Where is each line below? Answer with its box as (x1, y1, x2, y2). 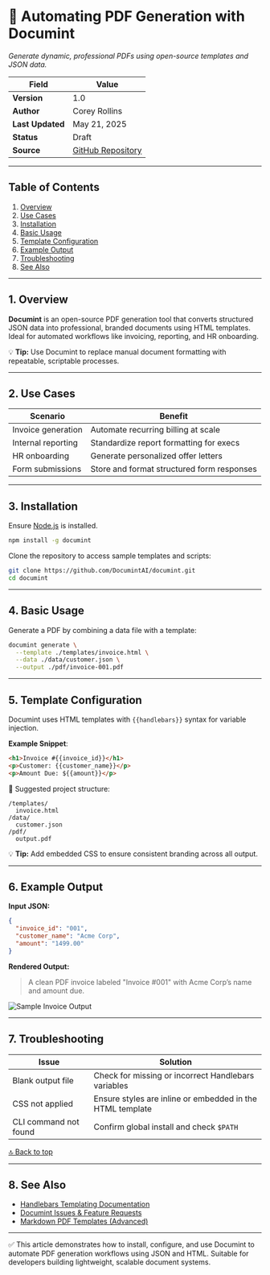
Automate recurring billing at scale (90, 424, 221, 436)
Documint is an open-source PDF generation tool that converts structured (8, 314, 254, 324)
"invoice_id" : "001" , (15, 925, 88, 933)
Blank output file (12, 1074, 74, 1086)
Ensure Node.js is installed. (8, 521, 98, 531)
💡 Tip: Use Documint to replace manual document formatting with (8, 346, 227, 357)
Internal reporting (12, 437, 79, 449)
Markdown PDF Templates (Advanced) (19, 1216, 149, 1227)
